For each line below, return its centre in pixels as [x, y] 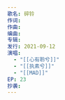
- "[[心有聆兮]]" [37, 60]
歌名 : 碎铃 [21, 14]
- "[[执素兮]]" [34, 66]
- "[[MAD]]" [31, 73]
